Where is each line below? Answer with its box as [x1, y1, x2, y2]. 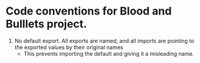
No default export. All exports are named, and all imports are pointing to [14, 37, 195, 44]
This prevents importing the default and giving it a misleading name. [23, 50, 195, 57]
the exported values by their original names [14, 44, 123, 51]
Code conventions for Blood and [5, 4, 172, 18]
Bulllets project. [5, 17, 88, 31]
